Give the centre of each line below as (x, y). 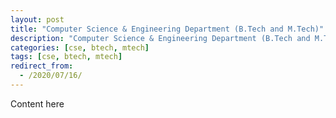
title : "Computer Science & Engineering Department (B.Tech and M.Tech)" (167, 29)
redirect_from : (42, 66)
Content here (37, 103)
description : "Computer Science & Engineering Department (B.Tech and (160, 38)
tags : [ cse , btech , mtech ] (66, 57)
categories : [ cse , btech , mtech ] (80, 47)
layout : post (37, 19)
